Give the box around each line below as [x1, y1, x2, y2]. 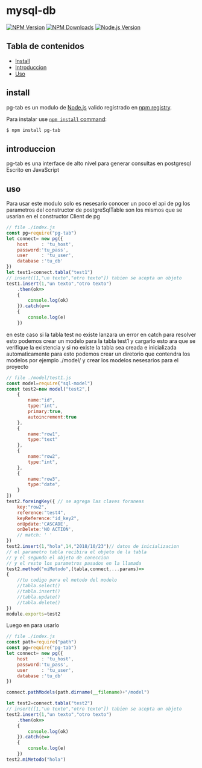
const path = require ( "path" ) [6, 639, 77, 645]
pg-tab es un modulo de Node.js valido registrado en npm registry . [6, 103, 172, 111]
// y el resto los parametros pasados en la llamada [6, 560, 142, 566]
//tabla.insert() [17, 588, 61, 594]
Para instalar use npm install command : [6, 116, 107, 123]
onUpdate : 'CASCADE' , [17, 521, 69, 527]
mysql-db [6, 4, 56, 18]
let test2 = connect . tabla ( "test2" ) [6, 700, 93, 706]
